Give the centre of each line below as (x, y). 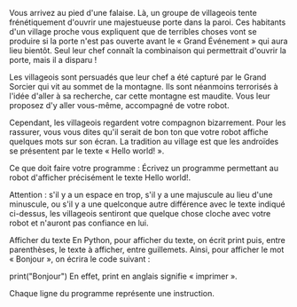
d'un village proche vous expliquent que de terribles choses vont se (133, 31)
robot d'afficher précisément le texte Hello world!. (100, 177)
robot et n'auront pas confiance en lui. (79, 223)
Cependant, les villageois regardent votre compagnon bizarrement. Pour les (148, 122)
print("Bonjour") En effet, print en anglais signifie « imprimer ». (123, 276)
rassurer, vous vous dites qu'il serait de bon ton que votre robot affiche (139, 132)
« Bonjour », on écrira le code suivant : (80, 259)
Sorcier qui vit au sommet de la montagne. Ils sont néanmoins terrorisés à (144, 87)
